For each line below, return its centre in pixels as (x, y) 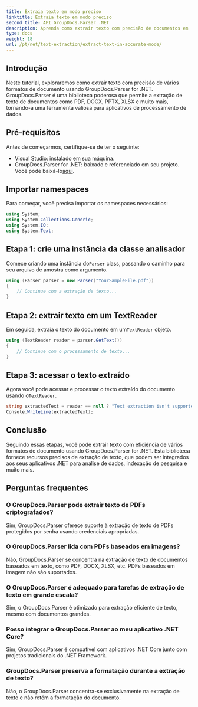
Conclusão (27, 431)
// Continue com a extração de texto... (67, 292)
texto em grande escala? (42, 595)
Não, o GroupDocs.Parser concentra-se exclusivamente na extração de (93, 691)
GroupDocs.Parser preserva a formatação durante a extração (96, 671)
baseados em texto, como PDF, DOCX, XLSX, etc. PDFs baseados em (90, 566)
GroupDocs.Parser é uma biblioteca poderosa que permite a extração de (94, 95)
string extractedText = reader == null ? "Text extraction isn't (88, 407)
